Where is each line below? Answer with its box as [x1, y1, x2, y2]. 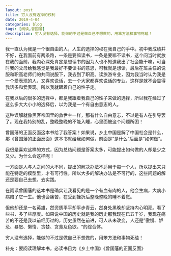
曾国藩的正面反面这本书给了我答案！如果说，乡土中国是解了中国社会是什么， [5, 130, 166, 135]
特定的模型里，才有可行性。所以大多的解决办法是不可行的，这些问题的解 [14, 170, 166, 176]
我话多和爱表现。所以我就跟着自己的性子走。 [5, 84, 99, 90]
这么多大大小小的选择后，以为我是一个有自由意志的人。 [5, 101, 121, 107]
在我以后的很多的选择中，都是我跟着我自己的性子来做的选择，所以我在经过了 [5, 95, 166, 101]
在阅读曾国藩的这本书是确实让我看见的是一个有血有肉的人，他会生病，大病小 [5, 187, 166, 193]
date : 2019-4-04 [5, 17, 40, 22]
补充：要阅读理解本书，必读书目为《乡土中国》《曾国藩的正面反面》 [5, 245, 146, 251]
